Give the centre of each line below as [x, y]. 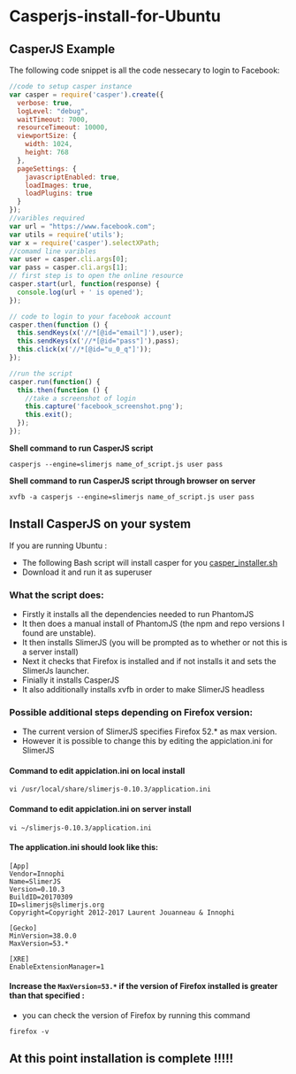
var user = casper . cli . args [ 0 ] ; [68, 259]
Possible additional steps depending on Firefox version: [131, 712]
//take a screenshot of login [81, 398]
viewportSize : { [47, 136]
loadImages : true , [59, 185]
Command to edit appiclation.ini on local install [97, 770]
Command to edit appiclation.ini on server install [100, 809]
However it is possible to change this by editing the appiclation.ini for [148, 741]
